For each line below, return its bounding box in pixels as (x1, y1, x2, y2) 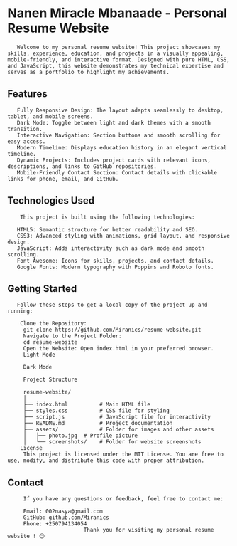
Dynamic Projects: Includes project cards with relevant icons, (16, 157, 211, 164)
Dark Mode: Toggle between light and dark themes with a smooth (16, 119, 211, 126)
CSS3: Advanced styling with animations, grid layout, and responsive (16, 232, 231, 239)
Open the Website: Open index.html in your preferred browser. (23, 345, 214, 352)
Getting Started (7, 283, 77, 295)
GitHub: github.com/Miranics (23, 514, 110, 521)
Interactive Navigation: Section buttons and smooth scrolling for (16, 132, 221, 139)
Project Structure (23, 376, 78, 384)
